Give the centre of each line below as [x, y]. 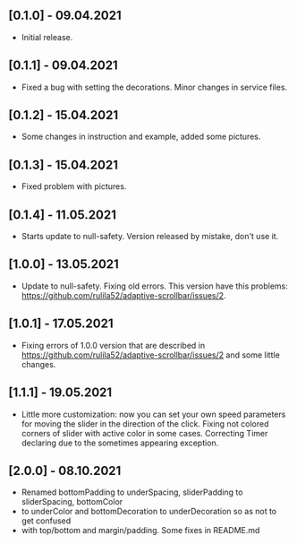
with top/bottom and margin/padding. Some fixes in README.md [140, 531]
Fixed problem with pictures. [74, 186]
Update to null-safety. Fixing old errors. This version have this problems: [154, 286]
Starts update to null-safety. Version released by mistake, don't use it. [150, 237]
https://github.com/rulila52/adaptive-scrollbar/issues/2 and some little [151, 355]
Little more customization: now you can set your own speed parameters [153, 414]
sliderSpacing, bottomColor [72, 502]
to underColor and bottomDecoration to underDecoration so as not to [149, 512]
